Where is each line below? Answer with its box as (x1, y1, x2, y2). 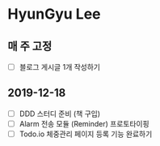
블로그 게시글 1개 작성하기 (19, 62, 100, 71)
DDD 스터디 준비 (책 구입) (19, 109, 101, 118)
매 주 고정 (7, 39, 53, 53)
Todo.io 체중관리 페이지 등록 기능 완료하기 (19, 129, 153, 139)
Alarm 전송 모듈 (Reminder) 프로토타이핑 (19, 118, 150, 128)
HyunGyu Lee (7, 5, 102, 24)
